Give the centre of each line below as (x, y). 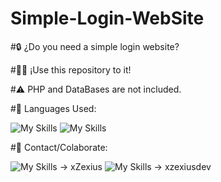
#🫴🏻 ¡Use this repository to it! (71, 69)
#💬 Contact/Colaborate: (59, 147)
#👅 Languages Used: (53, 108)
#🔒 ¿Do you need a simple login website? (95, 46)
